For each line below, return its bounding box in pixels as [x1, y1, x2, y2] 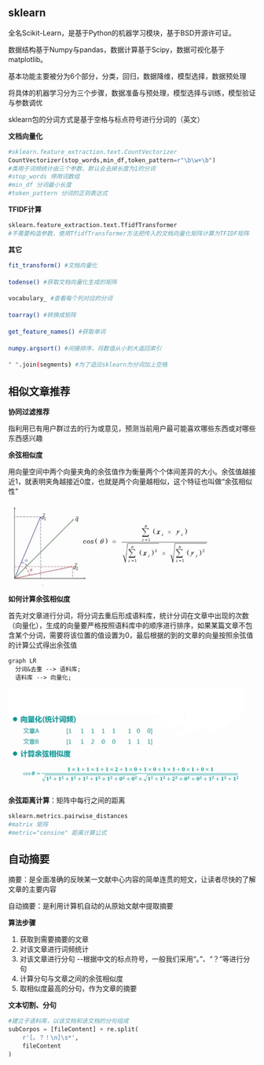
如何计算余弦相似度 [8, 594, 71, 604]
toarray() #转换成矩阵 [8, 311, 77, 319]
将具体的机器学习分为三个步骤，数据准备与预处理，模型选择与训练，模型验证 [8, 88, 256, 97]
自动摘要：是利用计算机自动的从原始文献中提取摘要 [8, 902, 174, 911]
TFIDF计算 [8, 204, 42, 215]
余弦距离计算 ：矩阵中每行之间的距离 [8, 795, 126, 805]
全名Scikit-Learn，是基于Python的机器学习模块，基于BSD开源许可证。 [8, 28, 236, 38]
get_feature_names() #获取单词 [8, 328, 106, 336]
